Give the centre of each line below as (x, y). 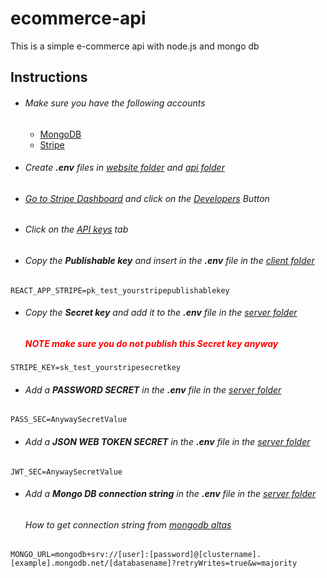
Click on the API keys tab (76, 229)
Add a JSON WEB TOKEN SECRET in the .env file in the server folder (167, 441)
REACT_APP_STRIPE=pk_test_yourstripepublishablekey (120, 290)
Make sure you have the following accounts (115, 103)
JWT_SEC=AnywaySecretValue (66, 472)
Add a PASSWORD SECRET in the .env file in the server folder (153, 389)
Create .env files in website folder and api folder (124, 168)
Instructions (49, 77)
